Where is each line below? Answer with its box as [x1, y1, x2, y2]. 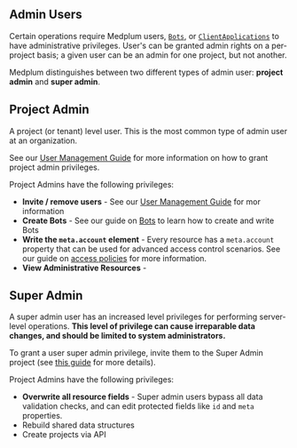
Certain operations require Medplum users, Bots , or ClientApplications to [9, 30, 279, 41]
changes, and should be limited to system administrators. [9, 331, 226, 341]
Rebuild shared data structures [21, 420, 135, 430]
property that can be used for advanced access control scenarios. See [21, 244, 281, 254]
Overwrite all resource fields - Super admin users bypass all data [21, 391, 263, 403]
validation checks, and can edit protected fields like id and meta [21, 401, 254, 412]
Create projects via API [21, 429, 106, 440]
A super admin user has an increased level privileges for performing [9, 311, 258, 323]
